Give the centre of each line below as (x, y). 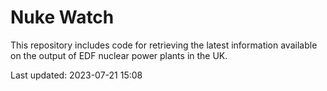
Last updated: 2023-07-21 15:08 (76, 75)
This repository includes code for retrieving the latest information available (164, 45)
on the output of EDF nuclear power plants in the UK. (119, 55)
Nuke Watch (62, 17)
